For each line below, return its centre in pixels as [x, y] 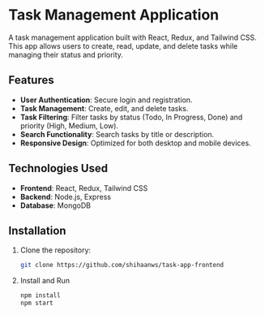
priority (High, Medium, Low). [69, 125]
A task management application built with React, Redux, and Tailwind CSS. [132, 37]
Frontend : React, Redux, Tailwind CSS [84, 188]
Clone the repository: [56, 250]
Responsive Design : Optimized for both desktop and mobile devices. [135, 143]
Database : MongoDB [56, 205]
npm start [37, 303]
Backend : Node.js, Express [66, 196]
